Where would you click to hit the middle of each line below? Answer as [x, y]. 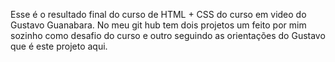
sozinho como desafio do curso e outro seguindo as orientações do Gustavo [168, 35]
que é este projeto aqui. [59, 46]
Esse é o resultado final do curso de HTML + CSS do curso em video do [158, 14]
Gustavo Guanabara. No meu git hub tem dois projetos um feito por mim [158, 25]
